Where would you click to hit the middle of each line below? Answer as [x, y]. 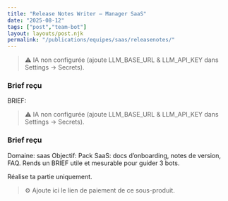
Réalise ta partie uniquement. [50, 176]
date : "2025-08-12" [36, 20]
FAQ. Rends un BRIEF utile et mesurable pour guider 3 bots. [94, 163]
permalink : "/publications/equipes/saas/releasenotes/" [91, 40]
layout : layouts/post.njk [45, 33]
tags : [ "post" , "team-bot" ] [47, 27]
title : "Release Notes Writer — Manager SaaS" [77, 14]
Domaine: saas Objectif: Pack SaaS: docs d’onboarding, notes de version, [114, 155]
